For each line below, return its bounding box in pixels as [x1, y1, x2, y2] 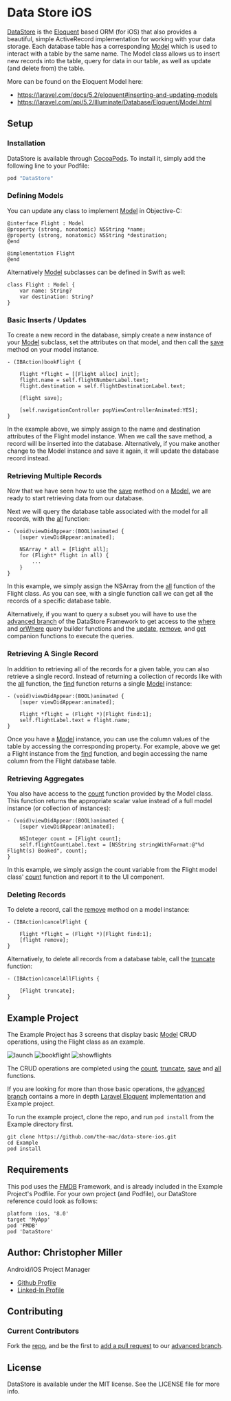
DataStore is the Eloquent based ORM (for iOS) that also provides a [7, 27, 197, 36]
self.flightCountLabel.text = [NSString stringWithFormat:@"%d [19, 841, 205, 848]
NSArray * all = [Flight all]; [19, 546, 109, 553]
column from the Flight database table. [7, 756, 117, 765]
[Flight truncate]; [19, 987, 76, 994]
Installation [7, 139, 46, 148]
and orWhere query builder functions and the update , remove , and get [7, 625, 206, 633]
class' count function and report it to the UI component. [7, 873, 165, 881]
